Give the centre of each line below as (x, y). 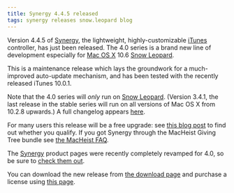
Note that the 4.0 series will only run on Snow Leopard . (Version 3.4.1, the (113, 96)
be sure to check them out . (46, 160)
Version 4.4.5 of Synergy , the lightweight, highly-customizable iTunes (107, 40)
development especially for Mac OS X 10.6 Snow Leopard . (91, 55)
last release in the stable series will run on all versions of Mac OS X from (111, 104)
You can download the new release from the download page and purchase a (117, 174)
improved (21, 76)
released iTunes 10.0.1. (39, 83)
